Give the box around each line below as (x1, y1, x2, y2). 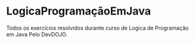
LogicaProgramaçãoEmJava (6, 4, 151, 18)
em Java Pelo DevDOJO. (6, 30, 68, 38)
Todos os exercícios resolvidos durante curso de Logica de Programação (6, 24, 189, 31)
